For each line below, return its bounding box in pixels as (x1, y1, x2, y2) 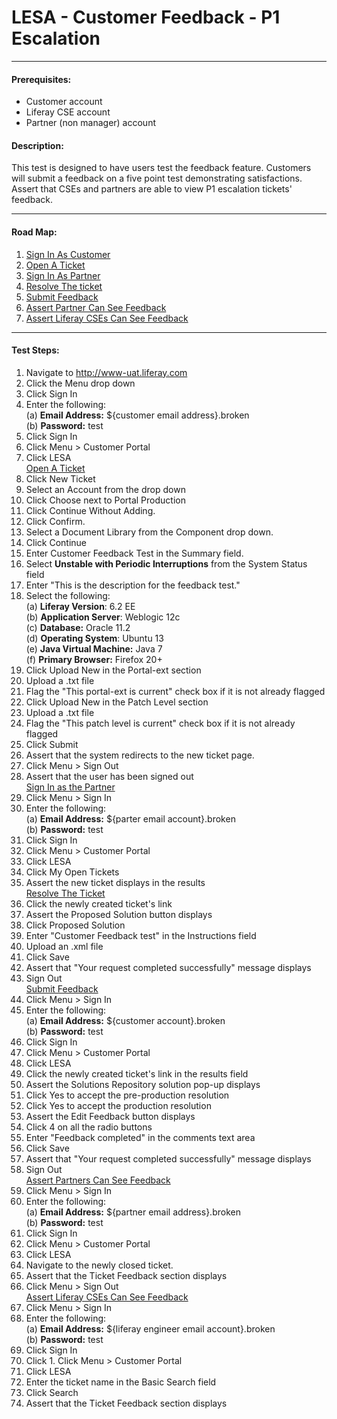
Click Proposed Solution (25, 919, 126, 931)
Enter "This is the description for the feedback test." (25, 579, 241, 591)
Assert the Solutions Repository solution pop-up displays (25, 1078, 261, 1090)
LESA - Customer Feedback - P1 (11, 6, 281, 29)
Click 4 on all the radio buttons (25, 1121, 153, 1133)
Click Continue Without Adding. (25, 504, 156, 516)
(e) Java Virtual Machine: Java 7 (25, 642, 163, 655)
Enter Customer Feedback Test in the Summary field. (25, 547, 244, 559)
